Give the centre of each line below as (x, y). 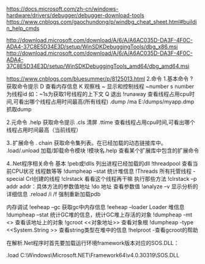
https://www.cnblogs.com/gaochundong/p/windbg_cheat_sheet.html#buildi (102, 22)
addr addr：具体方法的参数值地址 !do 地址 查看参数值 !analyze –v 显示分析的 (102, 186)
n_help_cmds (23, 28)
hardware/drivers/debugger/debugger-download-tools (76, 15)
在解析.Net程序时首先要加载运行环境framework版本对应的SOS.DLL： (93, 243)
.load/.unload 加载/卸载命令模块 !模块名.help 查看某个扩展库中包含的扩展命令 (103, 150)
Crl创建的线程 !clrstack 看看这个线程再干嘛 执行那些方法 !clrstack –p (111, 179)
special (15, 179)
